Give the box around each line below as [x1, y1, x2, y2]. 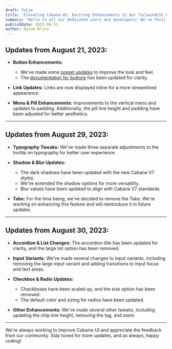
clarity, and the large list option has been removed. [12, 245, 120, 251]
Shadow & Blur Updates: [12, 159, 66, 166]
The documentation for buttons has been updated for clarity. [20, 74, 148, 80]
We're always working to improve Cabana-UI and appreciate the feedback [5, 326, 162, 333]
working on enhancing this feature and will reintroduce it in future [12, 201, 151, 207]
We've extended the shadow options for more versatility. [20, 180, 140, 186]
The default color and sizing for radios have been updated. [20, 297, 145, 303]
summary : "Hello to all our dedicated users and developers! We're [5, 17, 153, 22]
